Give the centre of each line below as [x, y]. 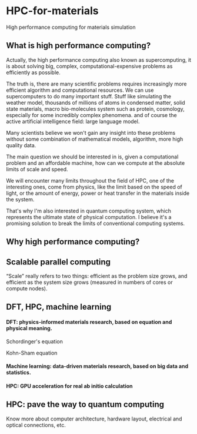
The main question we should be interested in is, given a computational [92, 157]
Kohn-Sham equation [32, 353]
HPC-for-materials [52, 11]
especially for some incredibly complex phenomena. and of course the [92, 115]
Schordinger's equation [34, 341]
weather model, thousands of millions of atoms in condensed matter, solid [96, 102]
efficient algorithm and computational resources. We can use [80, 90]
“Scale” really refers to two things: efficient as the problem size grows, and [97, 276]
